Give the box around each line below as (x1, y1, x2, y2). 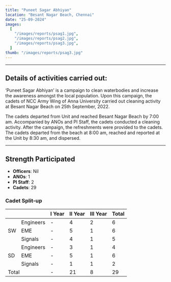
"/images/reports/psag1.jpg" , (14, 31, 79, 36)
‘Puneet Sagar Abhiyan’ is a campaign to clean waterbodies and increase (5, 87, 159, 93)
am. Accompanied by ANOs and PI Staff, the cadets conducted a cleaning (5, 119, 160, 125)
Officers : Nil (12, 168, 39, 174)
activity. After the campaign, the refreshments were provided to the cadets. (5, 124, 163, 131)
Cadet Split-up (5, 197, 42, 204)
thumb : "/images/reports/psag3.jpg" (5, 50, 83, 55)
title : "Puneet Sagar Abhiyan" (5, 7, 72, 13)
